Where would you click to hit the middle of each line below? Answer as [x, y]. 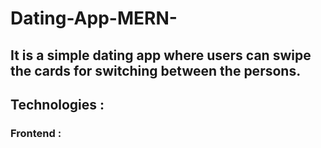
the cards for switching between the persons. [156, 70]
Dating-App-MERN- [94, 18]
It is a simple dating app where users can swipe [161, 55]
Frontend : [36, 133]
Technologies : [57, 104]
